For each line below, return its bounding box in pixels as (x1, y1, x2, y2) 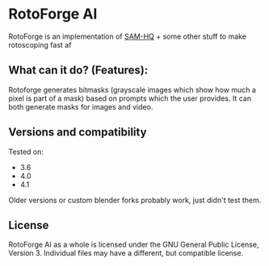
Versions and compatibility (8, 126, 147, 139)
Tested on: (8, 147, 44, 156)
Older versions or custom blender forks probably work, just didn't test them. (8, 195, 262, 205)
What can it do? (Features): (8, 64, 149, 77)
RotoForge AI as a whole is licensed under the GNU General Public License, (8, 239, 259, 250)
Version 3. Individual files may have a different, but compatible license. (8, 248, 244, 258)
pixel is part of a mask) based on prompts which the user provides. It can (8, 94, 252, 103)
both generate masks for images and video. (8, 102, 153, 111)
